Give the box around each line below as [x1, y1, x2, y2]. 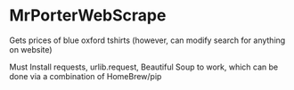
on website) [9, 44, 53, 54]
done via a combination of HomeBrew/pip [9, 70, 162, 81]
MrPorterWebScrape [9, 5, 167, 26]
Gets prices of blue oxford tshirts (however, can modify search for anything [9, 35, 286, 45]
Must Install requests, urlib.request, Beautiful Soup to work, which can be [9, 61, 279, 72]
